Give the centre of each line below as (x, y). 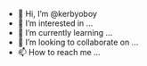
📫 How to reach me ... (59, 52)
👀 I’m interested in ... (55, 23)
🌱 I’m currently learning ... (65, 33)
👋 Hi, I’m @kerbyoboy (57, 14)
